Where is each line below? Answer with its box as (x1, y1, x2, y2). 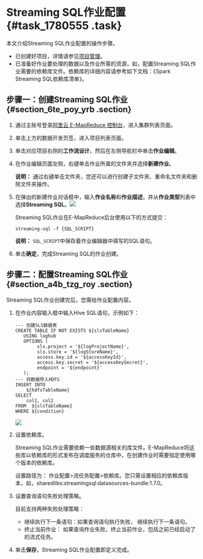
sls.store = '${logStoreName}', (37, 349, 119, 355)
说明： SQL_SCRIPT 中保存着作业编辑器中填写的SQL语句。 (15, 237, 156, 244)
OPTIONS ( (23, 338, 48, 344)
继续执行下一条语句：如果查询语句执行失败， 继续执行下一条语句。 (24, 518, 191, 525)
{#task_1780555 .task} (6, 19, 122, 33)
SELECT (15, 392, 32, 399)
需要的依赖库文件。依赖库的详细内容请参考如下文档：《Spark (20, 67, 171, 74)
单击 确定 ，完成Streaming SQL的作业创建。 (15, 250, 122, 257)
